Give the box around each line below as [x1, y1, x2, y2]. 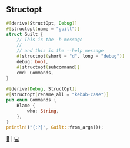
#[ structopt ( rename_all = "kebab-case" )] [6, 91, 109, 98]
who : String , [27, 108, 59, 114]
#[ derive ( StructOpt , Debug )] [6, 20, 78, 26]
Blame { [16, 103, 35, 108]
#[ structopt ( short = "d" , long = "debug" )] [16, 53, 125, 60]
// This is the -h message [16, 37, 83, 43]
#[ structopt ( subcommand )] [16, 64, 81, 70]
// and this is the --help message [16, 48, 104, 54]
